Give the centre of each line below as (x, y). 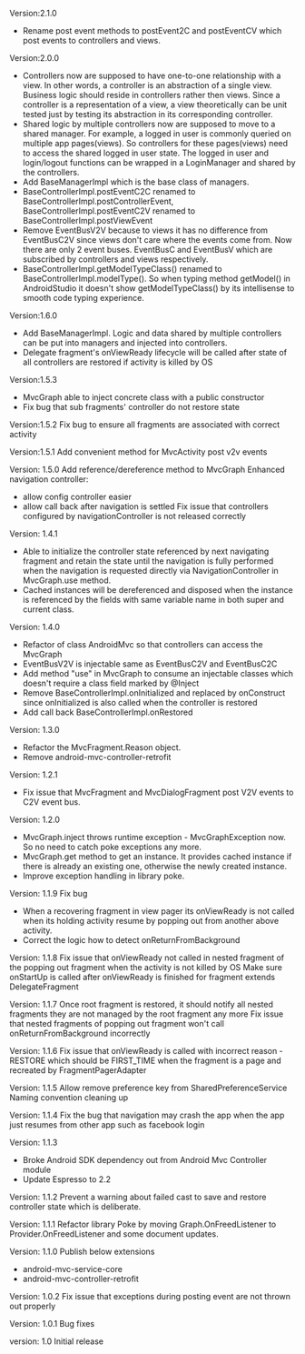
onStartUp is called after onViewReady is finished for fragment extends (142, 977)
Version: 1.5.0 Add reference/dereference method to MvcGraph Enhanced (148, 469)
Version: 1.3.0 (34, 730)
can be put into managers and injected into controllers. (125, 343)
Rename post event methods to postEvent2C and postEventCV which (152, 30)
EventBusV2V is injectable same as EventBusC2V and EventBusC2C (150, 664)
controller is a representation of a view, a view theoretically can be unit (155, 105)
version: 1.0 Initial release (57, 1341)
